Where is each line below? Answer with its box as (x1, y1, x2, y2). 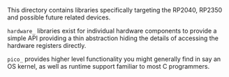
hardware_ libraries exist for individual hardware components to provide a (7, 27, 217, 35)
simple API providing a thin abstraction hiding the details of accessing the (7, 34, 219, 42)
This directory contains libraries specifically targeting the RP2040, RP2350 (7, 6, 223, 14)
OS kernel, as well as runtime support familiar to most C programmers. (7, 62, 210, 70)
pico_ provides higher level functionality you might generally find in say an (7, 55, 221, 63)
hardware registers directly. (7, 42, 87, 49)
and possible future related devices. (7, 13, 111, 22)
